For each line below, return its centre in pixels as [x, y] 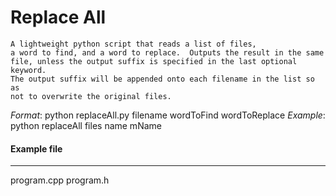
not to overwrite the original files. [91, 96]
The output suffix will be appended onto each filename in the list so [162, 79]
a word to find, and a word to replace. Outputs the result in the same [167, 52]
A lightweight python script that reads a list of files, [133, 44]
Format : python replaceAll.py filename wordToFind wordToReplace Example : [168, 115]
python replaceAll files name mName [86, 125]
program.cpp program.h [60, 180]
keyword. [28, 70]
